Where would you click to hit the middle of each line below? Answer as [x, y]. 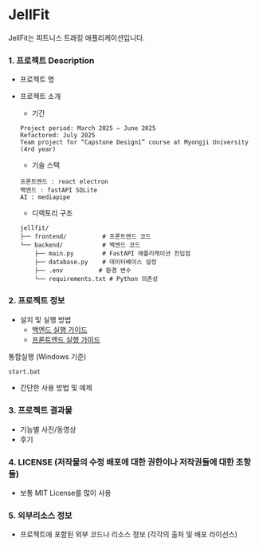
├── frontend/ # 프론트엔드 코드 [85, 237]
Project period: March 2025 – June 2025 [88, 129]
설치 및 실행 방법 [45, 319]
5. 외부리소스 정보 [40, 515]
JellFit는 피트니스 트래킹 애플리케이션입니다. [77, 38]
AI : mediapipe [45, 197]
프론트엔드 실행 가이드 [66, 339]
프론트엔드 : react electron [64, 182]
